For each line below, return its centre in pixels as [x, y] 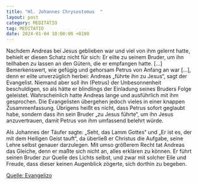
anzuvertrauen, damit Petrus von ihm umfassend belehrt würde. [85, 121]
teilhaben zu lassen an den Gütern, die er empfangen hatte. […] [84, 64]
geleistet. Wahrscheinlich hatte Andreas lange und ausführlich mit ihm [92, 95]
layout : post [22, 17]
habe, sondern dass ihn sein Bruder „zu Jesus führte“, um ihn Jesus [90, 115]
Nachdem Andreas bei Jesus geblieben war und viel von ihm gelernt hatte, [98, 51]
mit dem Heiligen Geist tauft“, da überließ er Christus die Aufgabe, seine [95, 138]
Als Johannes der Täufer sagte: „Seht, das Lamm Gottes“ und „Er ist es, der [99, 132]
